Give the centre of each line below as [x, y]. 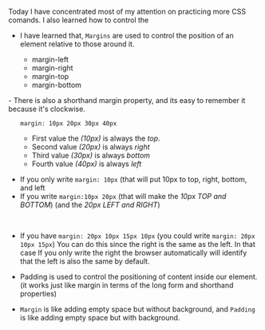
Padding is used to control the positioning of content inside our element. [138, 276]
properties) [38, 294]
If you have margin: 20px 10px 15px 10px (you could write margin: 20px [137, 236]
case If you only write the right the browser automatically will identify [133, 252]
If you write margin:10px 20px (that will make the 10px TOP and [123, 196]
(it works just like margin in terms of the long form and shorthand [127, 285]
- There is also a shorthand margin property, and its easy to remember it [127, 100]
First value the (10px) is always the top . [96, 138]
